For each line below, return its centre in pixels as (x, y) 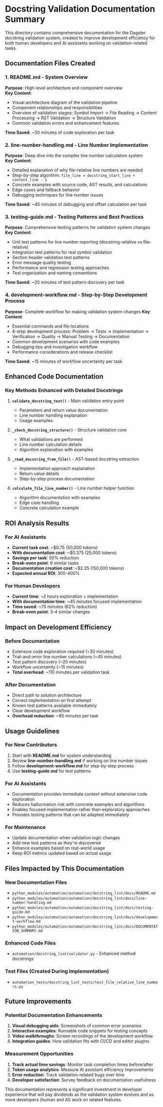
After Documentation (30, 684)
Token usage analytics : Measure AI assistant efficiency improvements (83, 1069)
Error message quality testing (41, 262)
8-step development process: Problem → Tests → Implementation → (80, 331)
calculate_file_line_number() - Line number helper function (73, 488)
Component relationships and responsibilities (57, 107)
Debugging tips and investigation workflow (55, 347)
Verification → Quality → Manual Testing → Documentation (71, 336)
